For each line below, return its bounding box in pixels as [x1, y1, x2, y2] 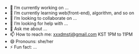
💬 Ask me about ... [9, 26, 47, 32]
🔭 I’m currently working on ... [9, 5, 69, 10]
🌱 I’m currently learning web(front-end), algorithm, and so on [9, 10, 135, 16]
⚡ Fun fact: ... [9, 44, 37, 50]
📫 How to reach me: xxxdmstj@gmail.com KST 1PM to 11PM [9, 31, 133, 37]
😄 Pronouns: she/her [9, 39, 53, 44]
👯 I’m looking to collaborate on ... [9, 15, 77, 21]
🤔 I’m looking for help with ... [9, 20, 68, 26]
